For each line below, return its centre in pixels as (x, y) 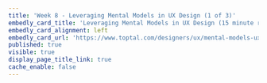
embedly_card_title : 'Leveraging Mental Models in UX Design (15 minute (131, 23)
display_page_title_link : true (60, 60)
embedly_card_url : (39, 38)
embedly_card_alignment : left (58, 30)
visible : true (32, 52)
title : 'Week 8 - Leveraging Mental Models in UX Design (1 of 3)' (122, 15)
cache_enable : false (43, 67)
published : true (35, 45)
